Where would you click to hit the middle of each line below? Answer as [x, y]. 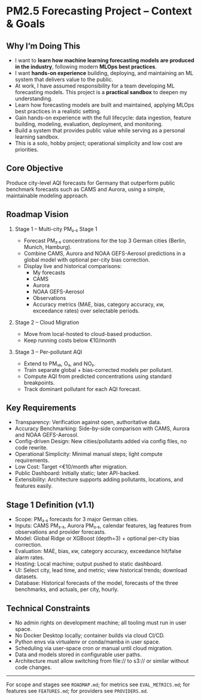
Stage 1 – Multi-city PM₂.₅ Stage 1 [56, 229]
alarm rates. [30, 558]
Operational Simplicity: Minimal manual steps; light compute [89, 454]
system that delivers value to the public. [64, 79]
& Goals [26, 24]
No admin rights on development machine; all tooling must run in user [100, 623]
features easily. [33, 486]
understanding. [33, 98]
